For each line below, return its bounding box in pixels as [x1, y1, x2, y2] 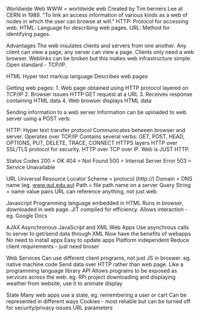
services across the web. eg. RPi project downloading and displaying [6, 273, 176, 281]
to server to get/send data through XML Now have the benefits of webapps [6, 230, 191, 237]
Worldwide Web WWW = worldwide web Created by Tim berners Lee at [6, 5, 183, 12]
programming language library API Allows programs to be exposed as [6, 267, 177, 274]
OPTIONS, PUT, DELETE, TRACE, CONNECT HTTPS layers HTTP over [6, 139, 178, 146]
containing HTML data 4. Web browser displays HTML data [6, 97, 152, 104]
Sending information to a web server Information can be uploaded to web [6, 109, 187, 115]
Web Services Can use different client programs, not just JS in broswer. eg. [6, 254, 191, 261]
